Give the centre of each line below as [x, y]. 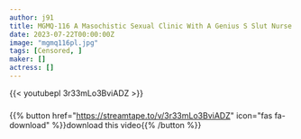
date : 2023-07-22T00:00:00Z [62, 34]
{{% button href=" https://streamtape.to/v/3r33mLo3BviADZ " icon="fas [141, 115]
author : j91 [32, 17]
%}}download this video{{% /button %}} [127, 125]
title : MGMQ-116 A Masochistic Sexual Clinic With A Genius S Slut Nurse [151, 26]
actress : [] [32, 68]
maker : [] [28, 59]
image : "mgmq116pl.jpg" [54, 43]
